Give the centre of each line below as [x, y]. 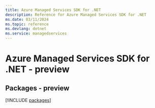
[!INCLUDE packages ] [28, 100]
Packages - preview [37, 88]
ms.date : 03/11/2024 [27, 19]
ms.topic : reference [27, 24]
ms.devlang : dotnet [26, 29]
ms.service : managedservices [36, 33]
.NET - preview [37, 69]
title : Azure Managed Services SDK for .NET [53, 10]
